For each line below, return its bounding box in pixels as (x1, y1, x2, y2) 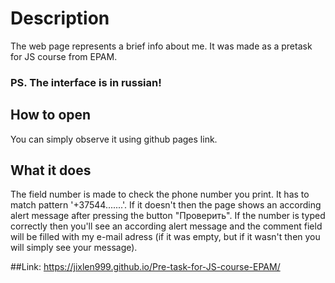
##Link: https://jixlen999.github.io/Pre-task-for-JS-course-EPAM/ (10, 261, 281, 273)
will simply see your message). (10, 242, 138, 254)
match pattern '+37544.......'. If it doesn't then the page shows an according (10, 199, 322, 211)
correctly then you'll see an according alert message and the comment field (10, 220, 323, 232)
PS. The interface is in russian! (10, 75, 162, 89)
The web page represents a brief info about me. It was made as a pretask (10, 40, 313, 52)
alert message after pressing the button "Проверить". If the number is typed (10, 210, 326, 222)
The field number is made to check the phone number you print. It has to (10, 188, 310, 201)
